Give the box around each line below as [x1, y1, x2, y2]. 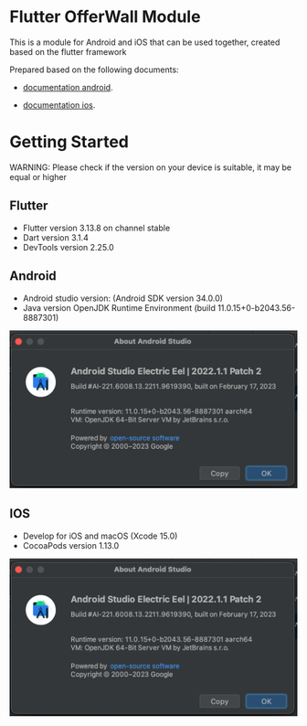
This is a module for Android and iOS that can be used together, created [9, 37, 281, 48]
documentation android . [22, 81, 113, 92]
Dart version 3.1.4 [22, 231, 90, 243]
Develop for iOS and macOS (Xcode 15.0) [22, 530, 178, 541]
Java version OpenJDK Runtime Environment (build [22, 302, 217, 313]
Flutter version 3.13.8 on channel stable [22, 222, 171, 233]
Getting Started [9, 132, 130, 153]
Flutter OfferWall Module [9, 6, 201, 27]
